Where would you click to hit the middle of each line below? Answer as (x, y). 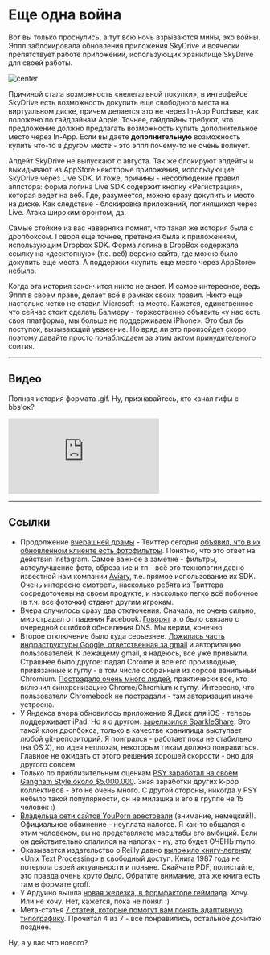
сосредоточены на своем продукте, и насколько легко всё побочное (139, 593)
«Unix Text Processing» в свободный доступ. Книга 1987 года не (130, 858)
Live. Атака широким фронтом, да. (67, 212)
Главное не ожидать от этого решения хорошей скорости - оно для (137, 755)
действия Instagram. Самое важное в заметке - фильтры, (119, 559)
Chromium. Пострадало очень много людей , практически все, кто (133, 679)
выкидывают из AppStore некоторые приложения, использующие (121, 169)
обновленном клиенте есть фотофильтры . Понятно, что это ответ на (137, 550)
